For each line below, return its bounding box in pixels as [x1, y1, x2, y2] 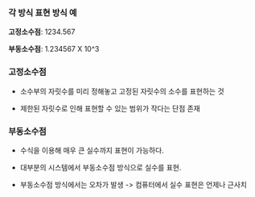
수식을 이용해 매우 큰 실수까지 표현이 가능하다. [19, 145, 165, 155]
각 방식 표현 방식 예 [8, 6, 77, 18]
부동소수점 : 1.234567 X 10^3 [8, 44, 100, 54]
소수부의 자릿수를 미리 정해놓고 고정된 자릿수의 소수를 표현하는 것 [19, 86, 224, 96]
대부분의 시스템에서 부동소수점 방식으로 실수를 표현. [19, 162, 182, 172]
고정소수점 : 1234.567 [8, 27, 76, 37]
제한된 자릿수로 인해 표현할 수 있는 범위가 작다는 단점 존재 [19, 103, 201, 113]
